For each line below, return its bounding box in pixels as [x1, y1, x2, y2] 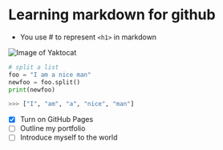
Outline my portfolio [19, 124, 86, 133]
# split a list [8, 63, 59, 71]
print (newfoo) [8, 86, 56, 94]
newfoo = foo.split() [8, 78, 81, 86]
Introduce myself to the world [19, 132, 118, 142]
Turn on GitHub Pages [19, 115, 94, 124]
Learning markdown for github [8, 6, 216, 24]
